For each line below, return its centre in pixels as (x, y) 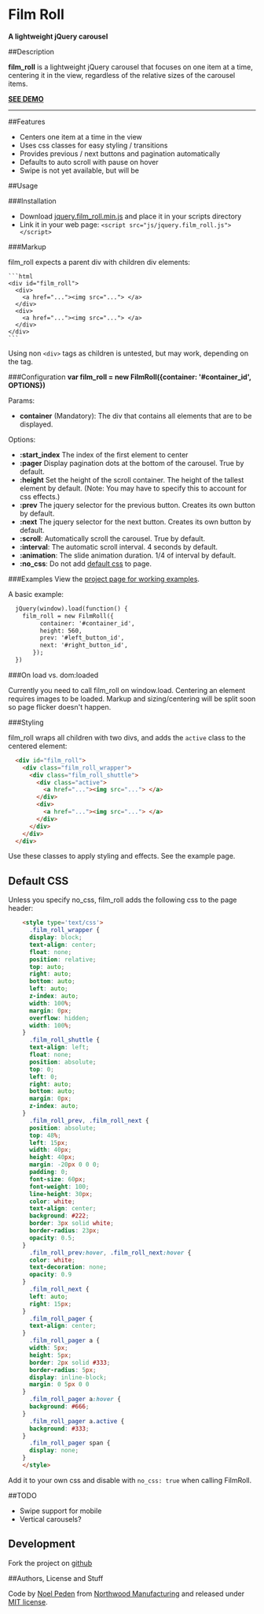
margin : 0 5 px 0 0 (59, 1385)
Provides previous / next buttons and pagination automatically (120, 153)
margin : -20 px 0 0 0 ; (64, 1165)
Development (42, 1544)
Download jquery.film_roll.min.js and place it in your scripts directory (130, 216)
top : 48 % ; (45, 1135)
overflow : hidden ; (59, 1018)
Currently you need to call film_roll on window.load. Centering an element (127, 690)
